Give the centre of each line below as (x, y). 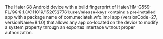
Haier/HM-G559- (134, 7)
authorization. (19, 32)
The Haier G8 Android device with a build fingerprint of (61, 7)
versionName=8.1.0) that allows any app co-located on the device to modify (82, 22)
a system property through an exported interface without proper (70, 27)
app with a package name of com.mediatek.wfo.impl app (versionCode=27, (81, 17)
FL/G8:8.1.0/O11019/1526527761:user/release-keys (56, 12)
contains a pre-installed (132, 12)
